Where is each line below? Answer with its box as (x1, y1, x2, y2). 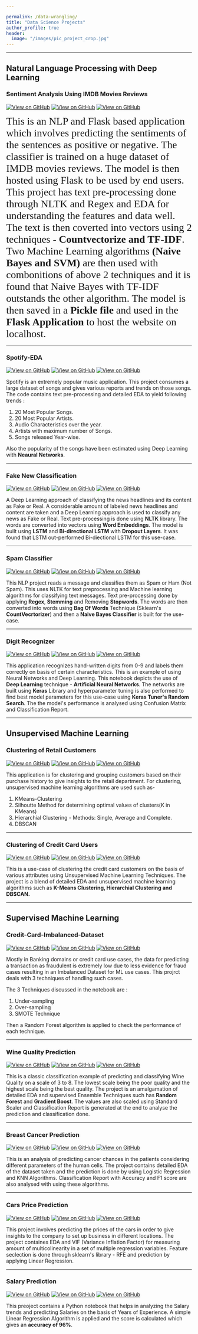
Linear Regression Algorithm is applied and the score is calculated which (6, 1315, 183, 1322)
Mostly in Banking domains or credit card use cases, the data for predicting (6, 955, 189, 963)
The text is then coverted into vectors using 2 (6, 221, 192, 233)
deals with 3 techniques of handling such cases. (6, 974, 124, 981)
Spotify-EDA (6, 353, 43, 361)
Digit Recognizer (6, 637, 55, 645)
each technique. (6, 1028, 45, 1035)
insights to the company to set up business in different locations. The (6, 1232, 174, 1239)
